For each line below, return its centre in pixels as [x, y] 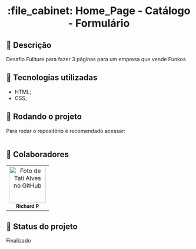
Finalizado [19, 241]
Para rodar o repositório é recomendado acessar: [66, 131]
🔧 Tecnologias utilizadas [52, 78]
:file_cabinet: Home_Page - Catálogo [99, 11]
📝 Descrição [29, 45]
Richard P [28, 206]
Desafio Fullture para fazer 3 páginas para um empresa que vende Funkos [96, 59]
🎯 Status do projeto [42, 226]
